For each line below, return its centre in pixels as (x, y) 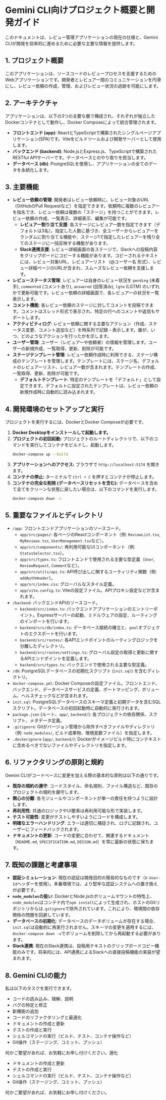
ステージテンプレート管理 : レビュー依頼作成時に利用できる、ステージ (83, 355)
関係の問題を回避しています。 (42, 915)
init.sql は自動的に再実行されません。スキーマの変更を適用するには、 (84, 927)
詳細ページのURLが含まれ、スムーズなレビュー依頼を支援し (89, 268)
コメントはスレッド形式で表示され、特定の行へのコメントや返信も (88, 311)
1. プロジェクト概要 (34, 61)
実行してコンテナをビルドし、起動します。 (73, 445)
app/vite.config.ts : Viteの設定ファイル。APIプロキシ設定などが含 (87, 590)
